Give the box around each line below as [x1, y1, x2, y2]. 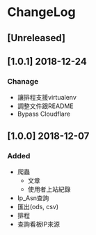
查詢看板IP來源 [17, 220, 61, 228]
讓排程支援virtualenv [17, 93, 77, 102]
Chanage [7, 76, 39, 86]
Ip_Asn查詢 [17, 193, 49, 202]
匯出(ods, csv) [17, 202, 59, 211]
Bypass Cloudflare [17, 109, 71, 119]
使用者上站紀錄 [27, 185, 71, 193]
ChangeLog [7, 4, 76, 20]
